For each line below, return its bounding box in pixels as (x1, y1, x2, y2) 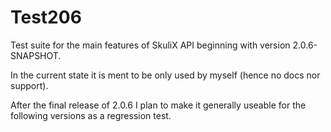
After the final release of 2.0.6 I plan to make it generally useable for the (10, 99, 307, 111)
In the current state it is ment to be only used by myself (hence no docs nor (10, 69, 321, 81)
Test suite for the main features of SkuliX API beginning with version (10, 39, 291, 51)
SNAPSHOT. (10, 49, 62, 61)
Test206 (10, 6, 82, 29)
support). (10, 79, 49, 91)
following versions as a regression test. (10, 109, 172, 121)
